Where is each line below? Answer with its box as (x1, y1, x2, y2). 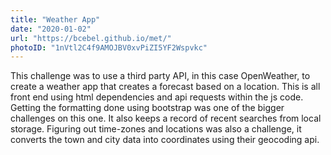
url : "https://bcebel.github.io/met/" (10, 33, 172, 43)
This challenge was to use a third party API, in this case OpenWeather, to (10, 70, 311, 82)
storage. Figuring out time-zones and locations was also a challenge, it (10, 123, 302, 135)
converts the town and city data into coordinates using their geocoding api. (10, 134, 320, 146)
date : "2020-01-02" (10, 24, 92, 34)
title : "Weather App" (10, 14, 101, 25)
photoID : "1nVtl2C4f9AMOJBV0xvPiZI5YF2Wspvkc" (10, 42, 208, 53)
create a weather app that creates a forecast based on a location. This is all (10, 81, 321, 93)
